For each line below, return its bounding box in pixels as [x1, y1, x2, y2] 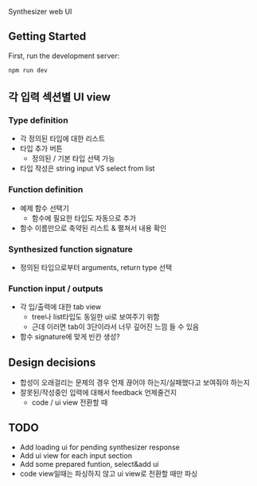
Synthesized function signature [8, 243, 134, 254]
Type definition [8, 115, 69, 126]
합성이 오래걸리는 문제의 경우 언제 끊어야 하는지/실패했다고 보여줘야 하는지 [19, 378, 251, 387]
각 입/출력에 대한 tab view [19, 302, 102, 312]
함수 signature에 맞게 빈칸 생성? [19, 332, 121, 342]
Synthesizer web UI [8, 7, 72, 16]
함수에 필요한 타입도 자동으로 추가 [31, 213, 137, 222]
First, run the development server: [8, 51, 120, 61]
